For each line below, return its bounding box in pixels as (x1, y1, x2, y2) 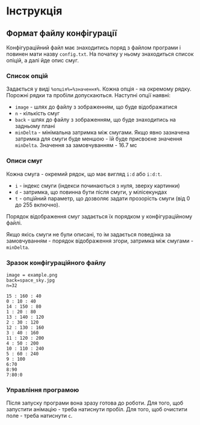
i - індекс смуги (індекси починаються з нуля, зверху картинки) (14, 182, 180, 189)
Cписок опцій (6, 71, 48, 80)
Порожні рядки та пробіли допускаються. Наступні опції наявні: (6, 92, 171, 99)
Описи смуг (6, 157, 43, 165)
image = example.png (6, 272, 58, 278)
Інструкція (6, 4, 62, 18)
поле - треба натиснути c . (6, 412, 73, 420)
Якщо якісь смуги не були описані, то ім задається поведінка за (6, 231, 171, 238)
